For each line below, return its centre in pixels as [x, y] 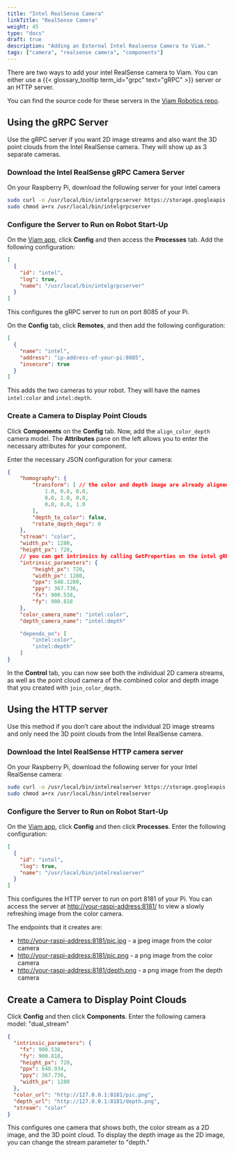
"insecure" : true [45, 364]
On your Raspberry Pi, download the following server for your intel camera [114, 187]
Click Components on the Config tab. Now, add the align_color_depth [109, 431]
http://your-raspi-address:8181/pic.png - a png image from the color [115, 956]
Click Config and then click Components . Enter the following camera [107, 1016]
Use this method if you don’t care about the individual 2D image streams [111, 726]
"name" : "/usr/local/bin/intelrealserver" [82, 873]
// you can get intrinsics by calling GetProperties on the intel [118, 556]
